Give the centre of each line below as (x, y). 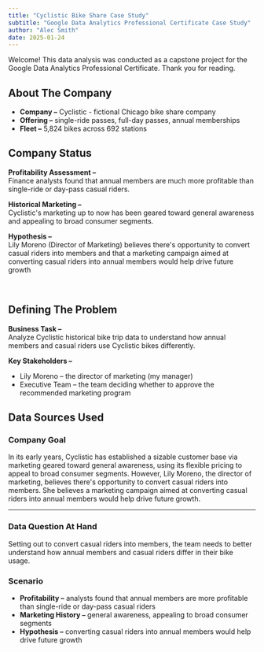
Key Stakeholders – (40, 361)
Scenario (26, 581)
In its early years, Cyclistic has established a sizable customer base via (123, 457)
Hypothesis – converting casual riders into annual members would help (135, 632)
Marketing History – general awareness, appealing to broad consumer (134, 614)
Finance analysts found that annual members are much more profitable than (131, 180)
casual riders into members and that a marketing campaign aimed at (119, 253)
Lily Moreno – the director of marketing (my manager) (106, 376)
